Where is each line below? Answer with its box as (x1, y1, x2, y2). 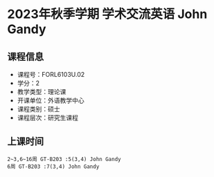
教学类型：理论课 (17, 88, 66, 95)
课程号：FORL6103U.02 (17, 71, 85, 78)
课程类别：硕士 (17, 105, 60, 113)
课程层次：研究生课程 (17, 113, 78, 122)
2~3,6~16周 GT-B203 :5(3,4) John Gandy (7, 156, 121, 162)
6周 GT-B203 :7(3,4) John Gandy (7, 163, 100, 170)
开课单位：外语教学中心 (17, 96, 84, 104)
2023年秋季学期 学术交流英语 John (7, 6, 208, 22)
